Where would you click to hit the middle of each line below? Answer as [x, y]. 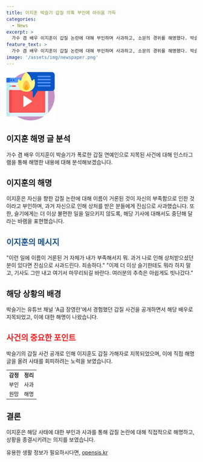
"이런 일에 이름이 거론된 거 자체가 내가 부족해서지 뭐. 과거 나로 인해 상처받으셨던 [100, 258]
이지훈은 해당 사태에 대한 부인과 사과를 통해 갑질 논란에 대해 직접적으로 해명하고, [101, 432]
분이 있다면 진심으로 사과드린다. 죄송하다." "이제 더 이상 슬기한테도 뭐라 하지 [95, 265]
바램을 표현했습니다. [41, 221]
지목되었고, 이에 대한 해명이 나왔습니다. [52, 317]
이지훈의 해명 [29, 183]
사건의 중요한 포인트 [41, 338]
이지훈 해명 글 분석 [38, 139]
